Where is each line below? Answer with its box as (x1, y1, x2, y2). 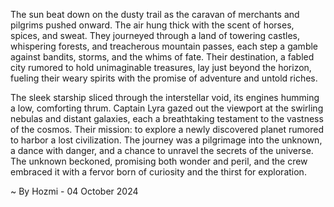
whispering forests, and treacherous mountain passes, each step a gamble (10, 40, 319, 52)
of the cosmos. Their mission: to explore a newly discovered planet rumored (10, 124, 324, 135)
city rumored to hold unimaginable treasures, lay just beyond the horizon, (10, 62, 312, 73)
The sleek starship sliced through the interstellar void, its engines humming (10, 92, 320, 103)
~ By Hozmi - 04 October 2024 (10, 185, 139, 197)
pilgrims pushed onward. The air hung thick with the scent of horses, (10, 19, 295, 31)
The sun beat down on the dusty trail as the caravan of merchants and (10, 9, 300, 20)
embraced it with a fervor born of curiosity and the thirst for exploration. (10, 166, 307, 178)
